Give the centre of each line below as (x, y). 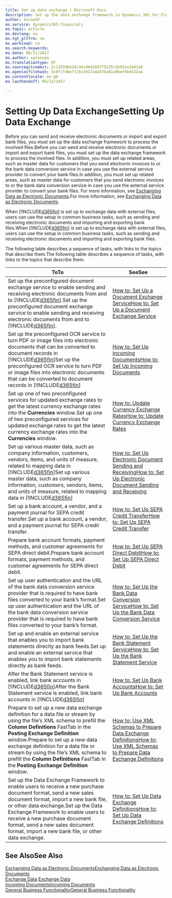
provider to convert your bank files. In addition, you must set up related (80, 174)
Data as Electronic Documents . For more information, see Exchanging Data (83, 196)
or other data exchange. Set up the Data (55, 805)
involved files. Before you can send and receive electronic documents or (81, 147)
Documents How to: (135, 359)
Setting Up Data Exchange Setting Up (85, 111)
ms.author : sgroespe (27, 58)
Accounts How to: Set (138, 687)
